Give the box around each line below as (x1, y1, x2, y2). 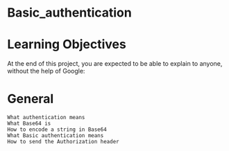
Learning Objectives (7, 37, 126, 53)
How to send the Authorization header (7, 139, 119, 145)
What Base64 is (7, 120, 51, 127)
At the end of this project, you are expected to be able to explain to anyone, (7, 60, 223, 68)
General (7, 91, 54, 107)
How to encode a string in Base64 (7, 126, 108, 133)
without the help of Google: (7, 67, 85, 75)
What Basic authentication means (7, 132, 104, 139)
